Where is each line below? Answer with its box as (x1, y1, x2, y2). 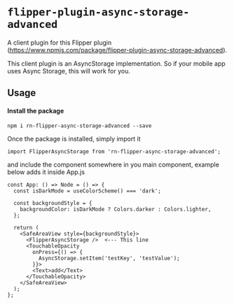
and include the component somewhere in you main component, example (7, 160, 219, 169)
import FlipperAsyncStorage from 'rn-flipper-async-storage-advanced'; (7, 148, 221, 155)
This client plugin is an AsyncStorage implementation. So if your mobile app (7, 59, 226, 68)
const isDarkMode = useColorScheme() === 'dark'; (13, 187, 161, 194)
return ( (13, 224, 39, 231)
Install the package (7, 106, 64, 115)
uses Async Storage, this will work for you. (7, 66, 131, 75)
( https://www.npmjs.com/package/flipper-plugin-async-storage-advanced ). (7, 45, 228, 54)
